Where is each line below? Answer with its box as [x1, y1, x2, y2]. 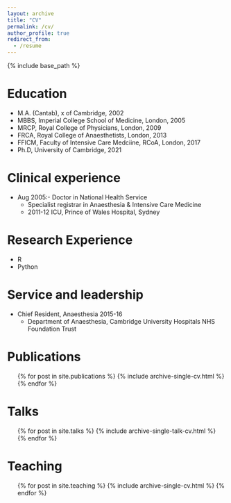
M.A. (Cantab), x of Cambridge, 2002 [17, 108, 124, 117]
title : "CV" [7, 17, 42, 24]
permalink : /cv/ [7, 23, 54, 30]
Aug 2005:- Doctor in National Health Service [17, 192, 148, 201]
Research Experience [7, 232, 133, 248]
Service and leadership [7, 287, 144, 302]
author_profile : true [7, 29, 70, 37]
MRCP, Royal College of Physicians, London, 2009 [17, 123, 162, 132]
